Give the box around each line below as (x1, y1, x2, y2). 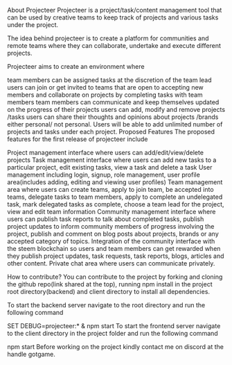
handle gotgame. (7, 350, 55, 358)
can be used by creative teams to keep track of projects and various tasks (7, 13, 219, 22)
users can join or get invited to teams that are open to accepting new (7, 83, 204, 91)
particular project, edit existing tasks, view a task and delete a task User (7, 163, 213, 171)
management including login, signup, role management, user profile (7, 170, 201, 179)
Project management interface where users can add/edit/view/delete (7, 149, 204, 156)
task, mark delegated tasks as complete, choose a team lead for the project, (7, 200, 224, 208)
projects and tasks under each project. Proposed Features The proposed (7, 128, 215, 136)
